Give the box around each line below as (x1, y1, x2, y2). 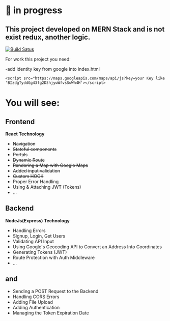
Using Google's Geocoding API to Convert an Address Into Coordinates (12, 244, 162, 250)
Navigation (12, 141, 36, 147)
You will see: (5, 97, 60, 109)
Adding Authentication (12, 304, 60, 310)
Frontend (5, 117, 35, 126)
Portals (12, 152, 28, 157)
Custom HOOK (12, 173, 44, 179)
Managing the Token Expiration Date (12, 310, 89, 316)
